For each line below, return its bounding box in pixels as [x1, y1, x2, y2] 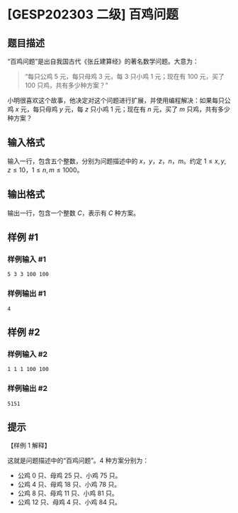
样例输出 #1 [7, 289, 46, 299]
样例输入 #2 [7, 349, 48, 359]
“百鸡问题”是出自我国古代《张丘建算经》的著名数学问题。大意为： [7, 57, 200, 65]
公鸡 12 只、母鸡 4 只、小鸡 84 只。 [17, 498, 122, 507]
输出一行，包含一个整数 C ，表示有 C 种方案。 [7, 209, 140, 217]
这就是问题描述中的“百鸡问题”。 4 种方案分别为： [7, 456, 149, 465]
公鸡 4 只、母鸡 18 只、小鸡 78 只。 [17, 480, 121, 489]
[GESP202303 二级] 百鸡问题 [7, 6, 179, 23]
